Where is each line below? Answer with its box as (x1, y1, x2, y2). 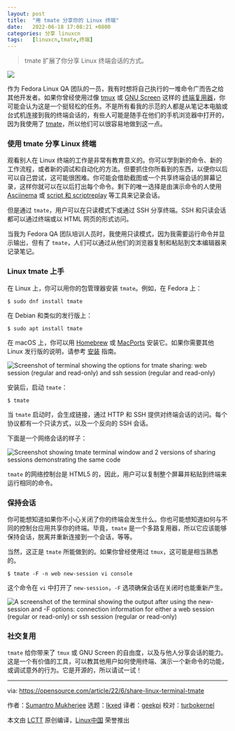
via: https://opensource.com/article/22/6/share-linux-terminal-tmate (7, 687, 205, 695)
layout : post (7, 10, 45, 18)
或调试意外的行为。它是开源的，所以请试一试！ (7, 666, 142, 674)
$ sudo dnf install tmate (7, 297, 83, 305)
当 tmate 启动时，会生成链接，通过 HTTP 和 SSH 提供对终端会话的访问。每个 (7, 410, 228, 418)
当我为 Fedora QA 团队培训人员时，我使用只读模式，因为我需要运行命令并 (7, 229, 219, 239)
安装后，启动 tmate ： (7, 383, 68, 391)
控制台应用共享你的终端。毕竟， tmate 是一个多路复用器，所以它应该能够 (19, 524, 227, 532)
